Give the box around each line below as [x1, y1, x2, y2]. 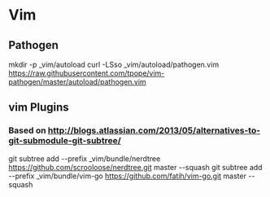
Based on [8, 125, 46, 136]
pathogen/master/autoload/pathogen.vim [8, 77, 146, 86]
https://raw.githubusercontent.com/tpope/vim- [8, 68, 165, 78]
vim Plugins [8, 100, 69, 115]
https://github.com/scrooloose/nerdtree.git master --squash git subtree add [8, 162, 263, 172]
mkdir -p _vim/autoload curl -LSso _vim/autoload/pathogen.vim [8, 59, 220, 69]
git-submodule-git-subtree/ [8, 135, 121, 147]
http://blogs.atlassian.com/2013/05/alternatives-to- [47, 125, 261, 136]
